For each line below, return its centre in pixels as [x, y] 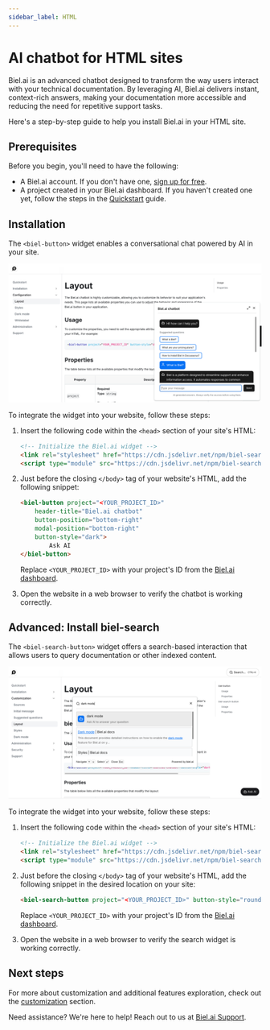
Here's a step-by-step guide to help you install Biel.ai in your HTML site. [127, 122]
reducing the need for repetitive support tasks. [86, 105]
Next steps [36, 973]
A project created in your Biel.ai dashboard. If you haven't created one [136, 190]
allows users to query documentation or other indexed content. [112, 656]
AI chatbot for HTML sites [96, 58]
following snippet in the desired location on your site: [108, 884]
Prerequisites [43, 146]
